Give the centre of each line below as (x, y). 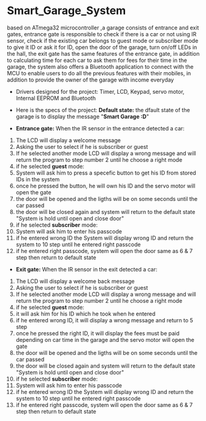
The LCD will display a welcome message (68, 140)
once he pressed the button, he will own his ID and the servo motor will (105, 186)
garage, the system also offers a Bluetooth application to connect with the (100, 66)
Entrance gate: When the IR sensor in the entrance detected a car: (100, 128)
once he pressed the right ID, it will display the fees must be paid (97, 333)
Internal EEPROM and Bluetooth (56, 98)
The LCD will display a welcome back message (75, 281)
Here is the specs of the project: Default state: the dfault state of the (103, 110)
